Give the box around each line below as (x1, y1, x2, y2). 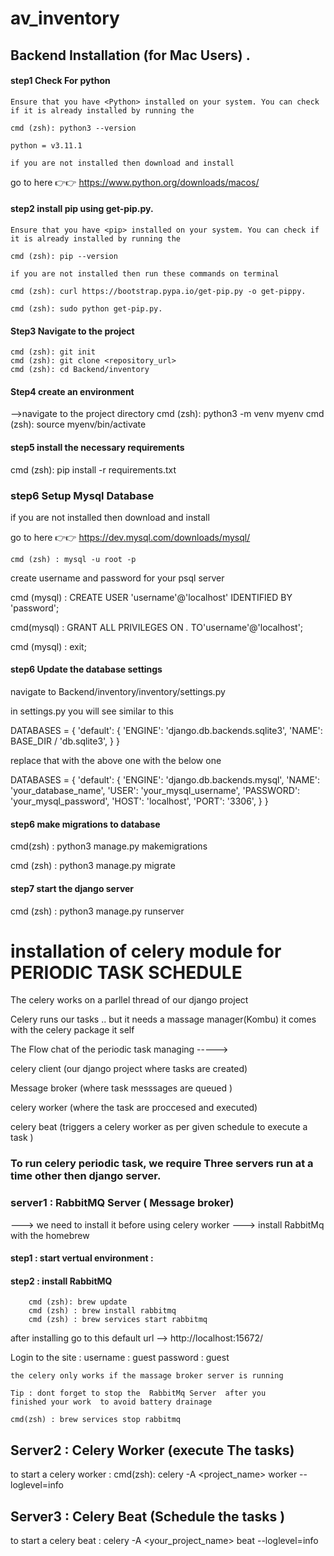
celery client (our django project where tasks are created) (10, 1063, 248, 1075)
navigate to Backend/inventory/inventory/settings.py (10, 686, 226, 698)
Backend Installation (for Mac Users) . (10, 47, 251, 64)
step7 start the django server (10, 882, 135, 894)
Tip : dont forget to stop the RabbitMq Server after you (10, 1388, 267, 1399)
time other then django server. (10, 1169, 162, 1183)
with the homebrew (10, 1229, 90, 1241)
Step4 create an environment (10, 385, 135, 397)
